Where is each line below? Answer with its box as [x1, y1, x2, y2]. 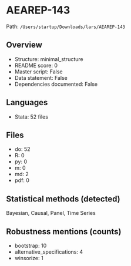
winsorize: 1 [14, 255, 43, 261]
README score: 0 [14, 62, 58, 69]
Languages [6, 97, 48, 107]
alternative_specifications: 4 [14, 248, 83, 255]
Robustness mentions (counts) [6, 227, 122, 237]
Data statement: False [14, 74, 68, 81]
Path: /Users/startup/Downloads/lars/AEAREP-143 [6, 23, 125, 30]
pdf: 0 [14, 177, 29, 184]
